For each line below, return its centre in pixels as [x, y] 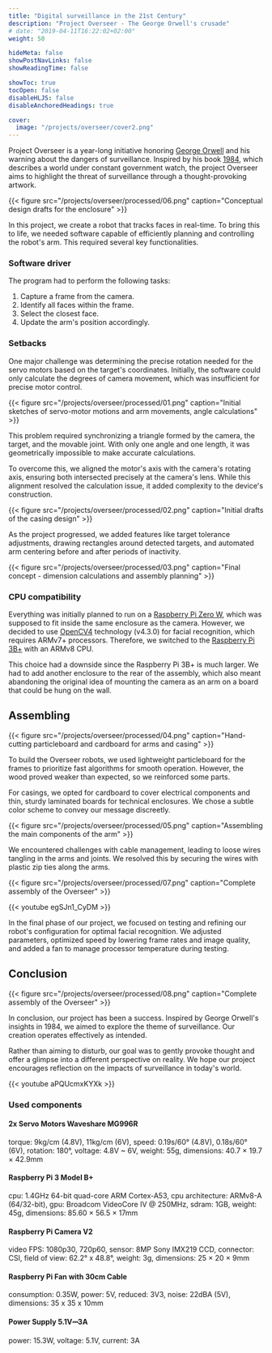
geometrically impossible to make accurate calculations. [102, 452]
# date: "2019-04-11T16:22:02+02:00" [72, 31]
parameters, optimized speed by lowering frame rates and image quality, [130, 940]
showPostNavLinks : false [50, 61]
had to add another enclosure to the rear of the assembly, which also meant [135, 673]
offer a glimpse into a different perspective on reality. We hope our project [132, 1059]
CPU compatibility [45, 596]
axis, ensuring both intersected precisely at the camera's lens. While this [130, 477]
